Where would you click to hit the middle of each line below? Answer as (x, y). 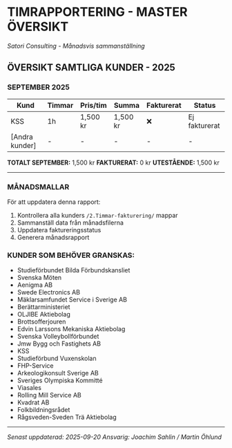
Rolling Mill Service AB (49, 395)
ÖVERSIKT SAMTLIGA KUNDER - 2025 (91, 67)
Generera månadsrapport (53, 237)
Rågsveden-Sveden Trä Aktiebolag (67, 417)
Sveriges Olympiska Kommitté (60, 380)
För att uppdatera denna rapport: (54, 202)
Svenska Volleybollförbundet (58, 337)
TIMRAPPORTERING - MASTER (97, 12)
